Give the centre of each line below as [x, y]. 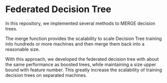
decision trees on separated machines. [46, 75]
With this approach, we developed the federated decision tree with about [82, 59]
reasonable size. [22, 49]
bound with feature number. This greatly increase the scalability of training [84, 70]
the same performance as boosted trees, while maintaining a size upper [81, 64]
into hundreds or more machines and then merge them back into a [75, 44]
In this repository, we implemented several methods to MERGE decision [80, 23]
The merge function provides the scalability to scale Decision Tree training [83, 38]
